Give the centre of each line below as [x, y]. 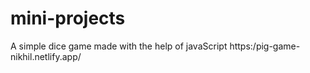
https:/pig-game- [265, 46]
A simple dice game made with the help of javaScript [119, 46]
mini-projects [68, 18]
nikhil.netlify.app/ [46, 56]
